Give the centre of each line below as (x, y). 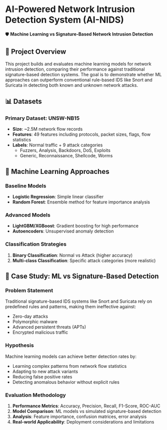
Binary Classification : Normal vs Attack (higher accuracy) (72, 255)
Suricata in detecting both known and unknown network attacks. (72, 85)
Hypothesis (19, 345)
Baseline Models (26, 185)
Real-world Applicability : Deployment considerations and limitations (83, 422)
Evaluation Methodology (35, 395)
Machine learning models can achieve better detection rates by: (71, 356)
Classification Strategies (36, 244)
